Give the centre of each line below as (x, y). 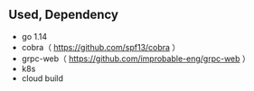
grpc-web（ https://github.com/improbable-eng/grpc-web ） (136, 59)
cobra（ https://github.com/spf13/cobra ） (101, 47)
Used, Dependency (64, 15)
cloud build (42, 78)
